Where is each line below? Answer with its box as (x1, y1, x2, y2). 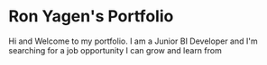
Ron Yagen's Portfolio (8, 6, 174, 27)
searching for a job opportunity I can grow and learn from (8, 45, 222, 55)
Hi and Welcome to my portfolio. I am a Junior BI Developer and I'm (8, 36, 258, 46)
